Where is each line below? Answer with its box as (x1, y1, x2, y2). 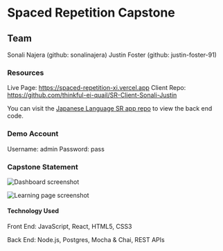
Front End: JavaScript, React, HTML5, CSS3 (7, 223, 132, 231)
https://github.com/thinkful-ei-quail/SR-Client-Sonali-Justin (7, 91, 177, 100)
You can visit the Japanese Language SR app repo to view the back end (7, 104, 213, 113)
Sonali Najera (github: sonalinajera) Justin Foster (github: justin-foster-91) (7, 50, 217, 59)
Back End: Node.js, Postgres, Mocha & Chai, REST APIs (7, 236, 165, 244)
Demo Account (7, 129, 59, 139)
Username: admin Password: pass (7, 145, 105, 153)
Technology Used (7, 207, 60, 215)
